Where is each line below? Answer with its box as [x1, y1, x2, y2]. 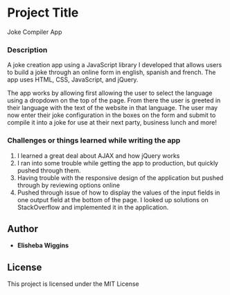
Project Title [7, 5, 79, 21]
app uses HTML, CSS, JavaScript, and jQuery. [7, 75, 139, 84]
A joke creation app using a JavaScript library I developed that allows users [7, 61, 222, 69]
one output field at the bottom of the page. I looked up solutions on [17, 195, 209, 204]
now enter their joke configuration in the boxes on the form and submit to [7, 111, 216, 119]
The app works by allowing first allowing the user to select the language [7, 89, 213, 98]
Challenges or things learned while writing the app [7, 136, 181, 145]
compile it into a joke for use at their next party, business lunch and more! [7, 118, 217, 127]
